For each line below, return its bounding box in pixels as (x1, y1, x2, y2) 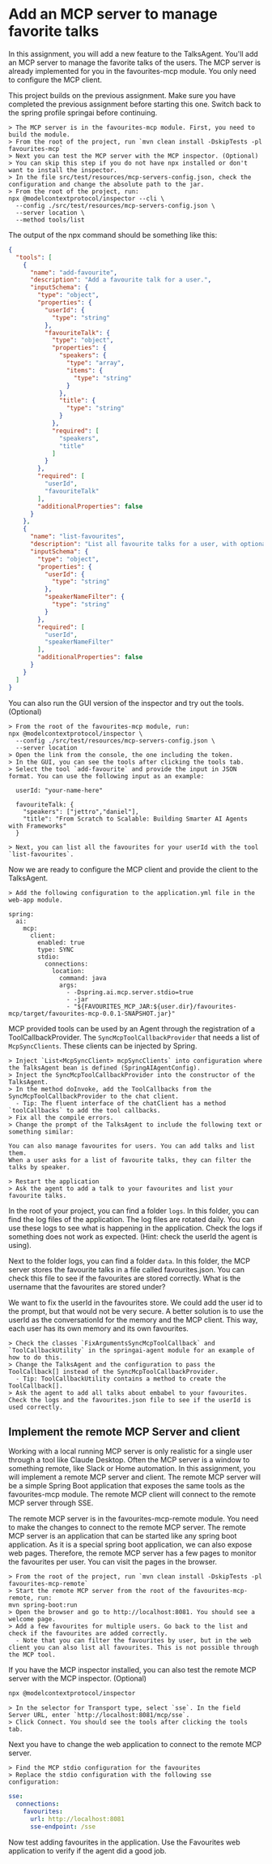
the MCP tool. (8, 1651, 57, 1660)
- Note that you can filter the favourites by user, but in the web (15, 1637, 252, 1645)
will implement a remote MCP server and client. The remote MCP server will (8, 1472, 261, 1482)
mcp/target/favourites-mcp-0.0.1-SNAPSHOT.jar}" (8, 1009, 176, 1018)
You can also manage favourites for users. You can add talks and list (8, 1142, 255, 1150)
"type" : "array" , (66, 359, 125, 368)
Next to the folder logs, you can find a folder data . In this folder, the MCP (8, 1255, 251, 1266)
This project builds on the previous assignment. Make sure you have (8, 90, 236, 100)
